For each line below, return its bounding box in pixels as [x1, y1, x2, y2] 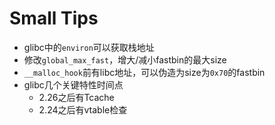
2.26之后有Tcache [38, 91, 115, 103]
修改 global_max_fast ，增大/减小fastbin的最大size [23, 53, 227, 66]
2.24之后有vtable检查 [38, 103, 128, 116]
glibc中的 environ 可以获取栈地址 [23, 41, 155, 53]
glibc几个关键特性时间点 [23, 78, 124, 91]
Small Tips [9, 7, 99, 30]
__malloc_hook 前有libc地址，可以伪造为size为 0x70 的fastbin [23, 66, 266, 78]
